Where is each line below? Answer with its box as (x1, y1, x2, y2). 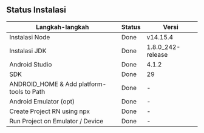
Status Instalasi (6, 5, 67, 15)
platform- (78, 80, 107, 88)
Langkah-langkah (35, 22, 89, 31)
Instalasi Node (9, 33, 50, 41)
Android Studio (9, 60, 52, 68)
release (146, 50, 168, 59)
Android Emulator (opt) (9, 97, 75, 105)
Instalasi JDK (9, 47, 47, 55)
